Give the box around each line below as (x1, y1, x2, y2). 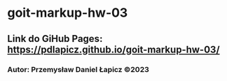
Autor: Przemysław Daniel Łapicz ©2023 (7, 64, 149, 74)
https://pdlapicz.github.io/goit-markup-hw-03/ (7, 43, 220, 55)
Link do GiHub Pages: (7, 33, 103, 45)
